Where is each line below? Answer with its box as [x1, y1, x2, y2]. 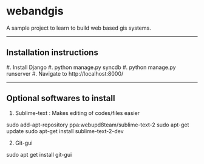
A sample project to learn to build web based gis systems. [6, 24, 151, 31]
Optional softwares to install [6, 93, 115, 103]
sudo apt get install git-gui [6, 151, 72, 158]
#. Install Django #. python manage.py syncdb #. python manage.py [6, 64, 176, 71]
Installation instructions [6, 47, 98, 58]
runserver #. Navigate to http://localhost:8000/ [6, 70, 124, 77]
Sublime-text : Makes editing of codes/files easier [15, 109, 140, 116]
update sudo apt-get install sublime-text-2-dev [6, 127, 124, 134]
